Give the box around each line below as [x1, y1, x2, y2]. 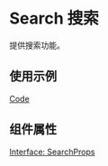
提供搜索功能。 [9, 40, 65, 51]
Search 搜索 [9, 8, 99, 29]
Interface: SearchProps [9, 146, 95, 157]
